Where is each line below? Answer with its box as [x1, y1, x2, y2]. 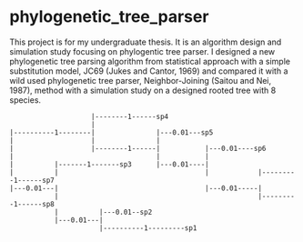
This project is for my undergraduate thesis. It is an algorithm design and [9, 36, 282, 47]
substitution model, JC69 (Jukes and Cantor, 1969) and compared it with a [9, 66, 288, 76]
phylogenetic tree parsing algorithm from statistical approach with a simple [9, 55, 291, 66]
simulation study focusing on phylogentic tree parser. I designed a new [9, 45, 276, 56]
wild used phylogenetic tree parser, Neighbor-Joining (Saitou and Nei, [9, 75, 272, 86]
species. [9, 94, 42, 106]
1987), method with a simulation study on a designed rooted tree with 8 [9, 85, 277, 96]
